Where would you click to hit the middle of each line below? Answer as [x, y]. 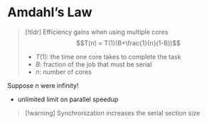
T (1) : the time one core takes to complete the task [108, 57]
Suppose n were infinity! [43, 85]
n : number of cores [64, 72]
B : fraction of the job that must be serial [94, 64]
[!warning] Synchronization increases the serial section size [112, 113]
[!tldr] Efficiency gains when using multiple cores [96, 32]
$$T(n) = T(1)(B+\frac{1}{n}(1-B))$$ [128, 43]
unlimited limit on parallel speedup [68, 99]
